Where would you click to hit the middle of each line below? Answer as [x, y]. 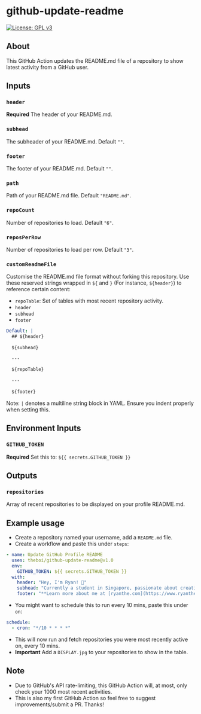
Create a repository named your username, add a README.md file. [94, 538]
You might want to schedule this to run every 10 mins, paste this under [101, 605]
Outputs [22, 476]
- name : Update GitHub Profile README [54, 555]
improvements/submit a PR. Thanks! [60, 704]
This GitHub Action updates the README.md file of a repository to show [95, 60]
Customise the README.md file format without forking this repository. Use [98, 277]
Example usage [35, 523]
